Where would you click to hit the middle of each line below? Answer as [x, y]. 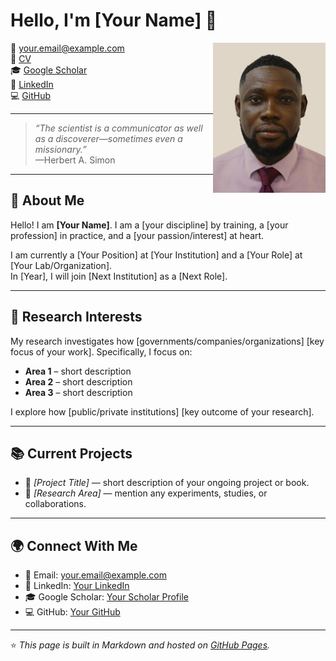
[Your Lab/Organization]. [61, 265]
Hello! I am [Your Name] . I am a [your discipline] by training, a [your [149, 225]
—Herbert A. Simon [75, 160]
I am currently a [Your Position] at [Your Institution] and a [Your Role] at [156, 255]
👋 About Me [47, 200]
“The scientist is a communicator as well [118, 128]
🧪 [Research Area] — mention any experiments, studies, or [146, 493]
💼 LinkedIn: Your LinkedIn [77, 586]
